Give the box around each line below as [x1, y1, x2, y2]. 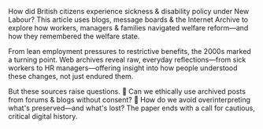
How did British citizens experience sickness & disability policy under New [8, 7, 250, 16]
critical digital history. [8, 112, 78, 120]
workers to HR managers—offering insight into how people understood [8, 63, 238, 73]
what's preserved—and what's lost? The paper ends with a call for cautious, [8, 103, 256, 113]
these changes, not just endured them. [8, 72, 134, 81]
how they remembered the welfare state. [8, 31, 140, 41]
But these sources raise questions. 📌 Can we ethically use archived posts [8, 87, 246, 96]
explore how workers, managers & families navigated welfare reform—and [8, 23, 249, 32]
